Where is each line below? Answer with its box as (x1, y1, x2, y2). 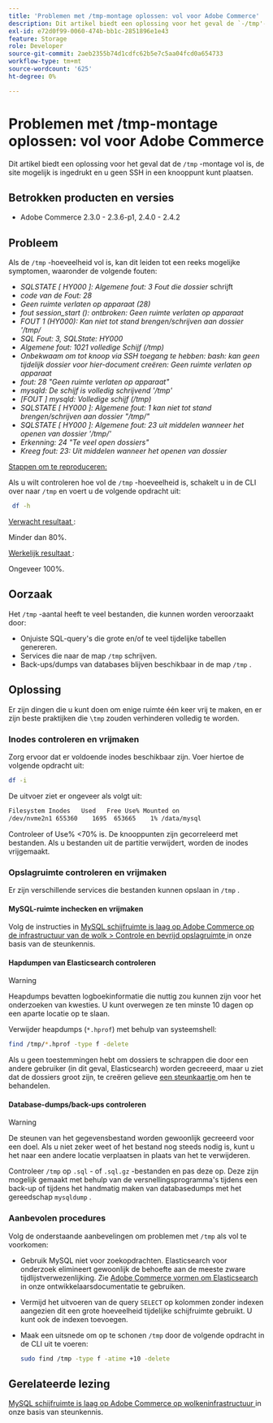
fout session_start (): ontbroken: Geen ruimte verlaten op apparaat (19, 308, 244, 318)
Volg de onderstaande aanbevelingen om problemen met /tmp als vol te (8, 1231, 247, 1241)
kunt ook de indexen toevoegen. (19, 1314, 128, 1324)
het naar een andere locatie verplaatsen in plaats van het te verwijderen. (8, 1151, 250, 1160)
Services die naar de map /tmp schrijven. (19, 651, 158, 660)
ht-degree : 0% (8, 72, 57, 81)
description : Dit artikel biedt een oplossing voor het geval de (8, 20, 234, 28)
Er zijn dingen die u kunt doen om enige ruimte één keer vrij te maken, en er (8, 704, 262, 714)
